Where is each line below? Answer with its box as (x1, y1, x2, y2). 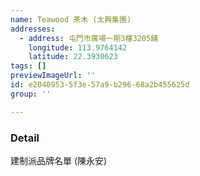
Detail (10, 131, 40, 145)
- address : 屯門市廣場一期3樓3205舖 (19, 33, 158, 43)
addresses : (10, 24, 56, 34)
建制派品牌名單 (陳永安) (10, 154, 108, 166)
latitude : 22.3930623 (28, 52, 118, 62)
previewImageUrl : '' (10, 71, 97, 81)
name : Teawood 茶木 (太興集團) (10, 14, 132, 25)
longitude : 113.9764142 (28, 42, 128, 53)
